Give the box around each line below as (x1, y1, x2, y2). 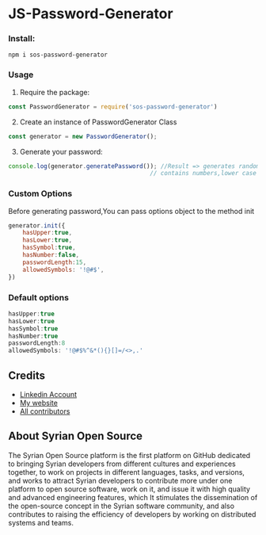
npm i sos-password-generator (8, 51, 108, 59)
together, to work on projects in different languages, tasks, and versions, (8, 467, 245, 476)
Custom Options (8, 188, 73, 199)
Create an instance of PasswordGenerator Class (19, 117, 177, 127)
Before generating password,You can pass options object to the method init (8, 206, 255, 216)
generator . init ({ (8, 221, 66, 230)
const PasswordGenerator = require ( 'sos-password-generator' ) (8, 102, 218, 111)
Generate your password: (19, 147, 103, 156)
